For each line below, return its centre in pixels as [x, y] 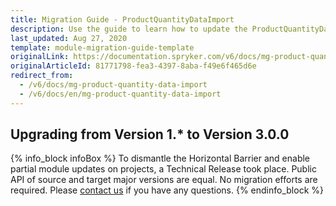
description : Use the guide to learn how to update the [129, 29]
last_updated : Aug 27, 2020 [69, 38]
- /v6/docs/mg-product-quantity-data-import [113, 85]
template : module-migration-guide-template [102, 47]
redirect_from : [42, 76]
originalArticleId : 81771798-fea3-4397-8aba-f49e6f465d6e [133, 66]
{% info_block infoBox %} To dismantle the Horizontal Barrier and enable [160, 158]
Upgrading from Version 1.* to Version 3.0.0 [150, 134]
